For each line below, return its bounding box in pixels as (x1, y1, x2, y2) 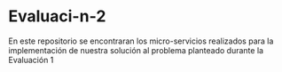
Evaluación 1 (8, 54, 54, 65)
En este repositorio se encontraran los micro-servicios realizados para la (8, 36, 274, 46)
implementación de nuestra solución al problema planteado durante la (8, 44, 263, 55)
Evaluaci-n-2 (8, 6, 106, 27)
